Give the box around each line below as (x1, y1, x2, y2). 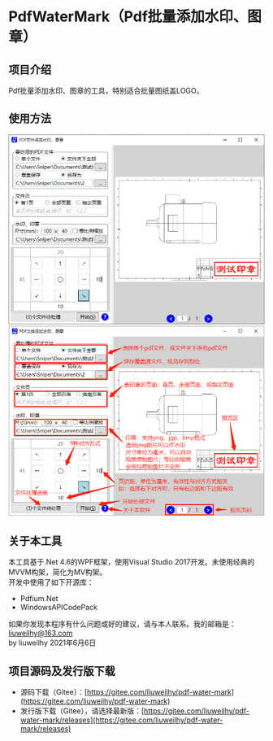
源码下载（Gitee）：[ (19, 687, 88, 696)
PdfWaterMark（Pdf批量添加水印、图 (8, 7, 262, 26)
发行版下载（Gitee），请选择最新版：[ (19, 705, 145, 716)
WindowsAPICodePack (19, 603, 98, 612)
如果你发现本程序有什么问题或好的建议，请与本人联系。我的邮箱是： (8, 619, 236, 629)
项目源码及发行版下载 (8, 664, 115, 678)
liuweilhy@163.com (8, 628, 73, 639)
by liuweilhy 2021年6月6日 (8, 638, 97, 647)
